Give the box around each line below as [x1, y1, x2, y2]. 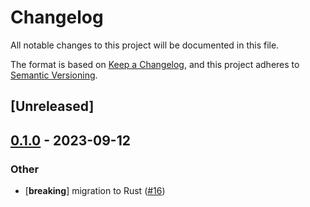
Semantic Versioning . [10, 69, 98, 81]
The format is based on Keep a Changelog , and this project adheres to [10, 58, 300, 70]
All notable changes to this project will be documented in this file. [10, 39, 280, 51]
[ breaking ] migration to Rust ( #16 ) [24, 185, 166, 197]
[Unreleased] [10, 98, 95, 115]
